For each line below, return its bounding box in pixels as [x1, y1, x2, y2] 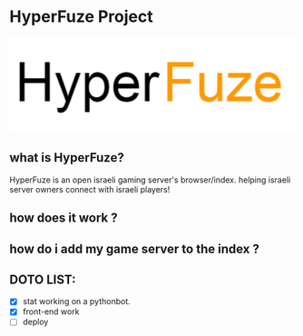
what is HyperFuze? [9, 150, 124, 165]
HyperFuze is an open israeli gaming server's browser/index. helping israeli [9, 174, 291, 185]
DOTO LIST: [9, 272, 76, 287]
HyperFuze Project [9, 6, 153, 27]
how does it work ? [9, 211, 118, 226]
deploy [22, 316, 49, 328]
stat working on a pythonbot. [22, 296, 132, 307]
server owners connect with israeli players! [9, 183, 171, 194]
